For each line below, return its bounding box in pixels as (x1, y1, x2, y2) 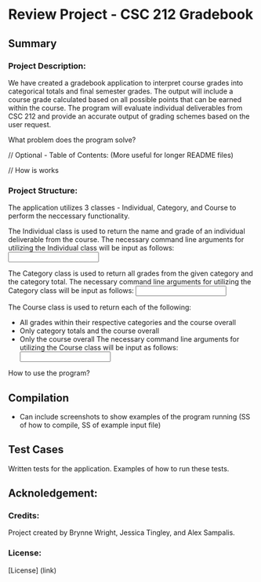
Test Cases (8, 443, 64, 456)
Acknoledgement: (8, 487, 98, 500)
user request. (8, 119, 52, 129)
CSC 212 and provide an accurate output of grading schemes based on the (8, 112, 250, 121)
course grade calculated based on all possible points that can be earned (8, 94, 242, 104)
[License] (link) (8, 566, 57, 575)
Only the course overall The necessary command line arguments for (19, 335, 240, 344)
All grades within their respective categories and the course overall (19, 318, 237, 328)
